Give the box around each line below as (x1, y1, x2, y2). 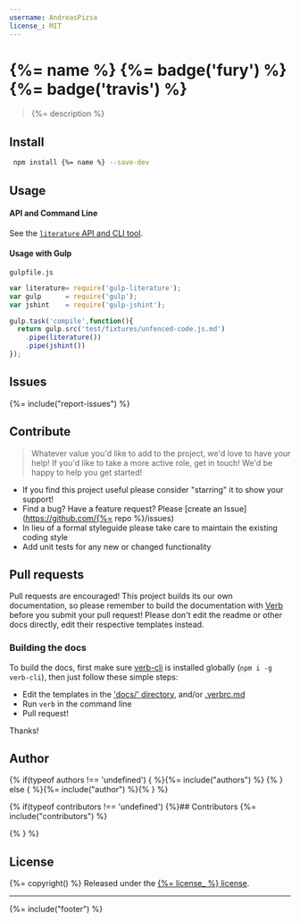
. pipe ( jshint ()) (25, 342, 87, 351)
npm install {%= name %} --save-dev (12, 158, 150, 167)
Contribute (9, 424, 71, 439)
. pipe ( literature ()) (25, 333, 102, 343)
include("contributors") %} (9, 811, 108, 822)
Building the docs (9, 641, 87, 654)
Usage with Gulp (9, 248, 72, 259)
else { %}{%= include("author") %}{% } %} (9, 784, 169, 795)
